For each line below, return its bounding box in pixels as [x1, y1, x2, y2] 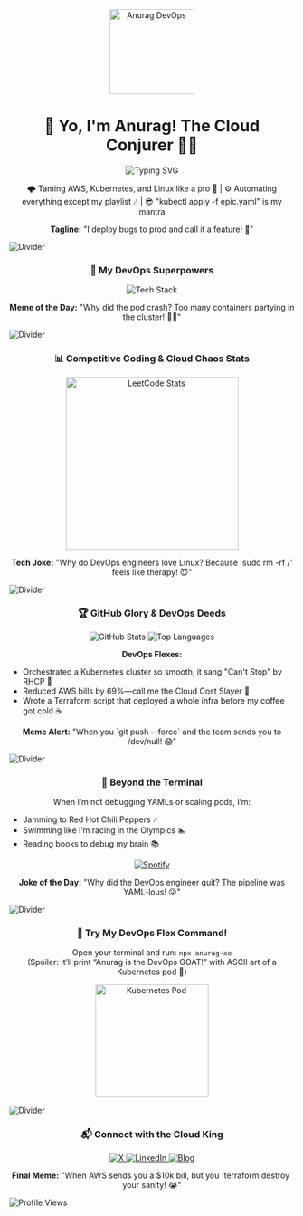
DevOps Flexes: [121, 648, 183, 659]
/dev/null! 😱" [127, 735, 177, 746]
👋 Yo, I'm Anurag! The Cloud [43, 116, 260, 137]
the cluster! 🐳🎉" [122, 311, 182, 322]
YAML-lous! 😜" [123, 886, 181, 897]
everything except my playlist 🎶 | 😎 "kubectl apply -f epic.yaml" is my [22, 196, 282, 206]
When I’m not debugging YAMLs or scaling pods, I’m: [52, 797, 251, 808]
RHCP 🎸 [22, 675, 52, 686]
